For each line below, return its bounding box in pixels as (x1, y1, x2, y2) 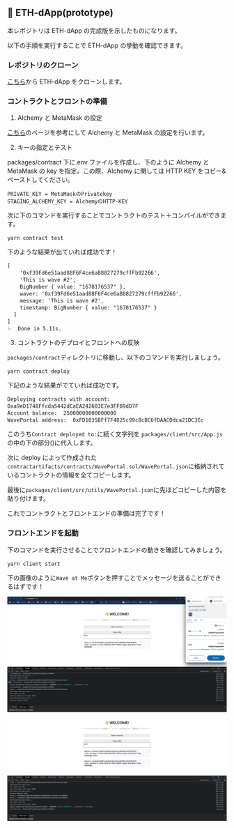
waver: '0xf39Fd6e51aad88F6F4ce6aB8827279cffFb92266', (19, 291, 182, 298)
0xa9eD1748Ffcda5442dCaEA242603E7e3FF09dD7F (7, 403, 139, 410)
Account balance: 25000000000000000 (7, 410, 117, 417)
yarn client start (7, 560, 61, 567)
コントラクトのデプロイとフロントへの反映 (17, 339, 140, 347)
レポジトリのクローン (7, 60, 79, 70)
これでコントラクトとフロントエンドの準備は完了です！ (7, 509, 166, 518)
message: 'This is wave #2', (19, 298, 104, 305)
